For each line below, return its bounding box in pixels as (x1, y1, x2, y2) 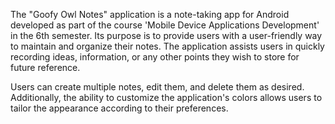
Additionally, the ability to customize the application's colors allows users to (10, 92, 323, 103)
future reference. (10, 62, 81, 73)
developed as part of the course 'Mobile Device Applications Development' (10, 19, 320, 31)
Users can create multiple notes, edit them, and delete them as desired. (10, 81, 305, 93)
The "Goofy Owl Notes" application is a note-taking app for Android (10, 9, 290, 20)
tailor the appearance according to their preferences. (10, 102, 229, 114)
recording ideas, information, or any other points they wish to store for (10, 51, 300, 63)
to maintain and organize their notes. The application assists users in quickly (10, 40, 325, 52)
